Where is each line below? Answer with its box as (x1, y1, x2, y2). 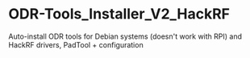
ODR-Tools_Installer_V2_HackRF (8, 5, 231, 23)
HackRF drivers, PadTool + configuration (8, 39, 144, 49)
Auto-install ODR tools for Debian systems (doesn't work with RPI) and (8, 31, 242, 41)
